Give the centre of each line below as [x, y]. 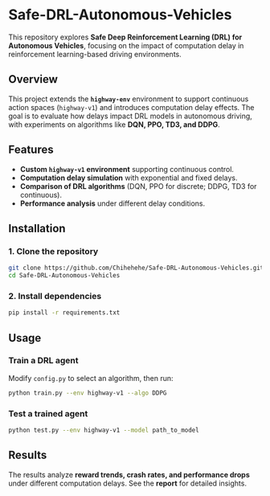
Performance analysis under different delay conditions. [112, 203]
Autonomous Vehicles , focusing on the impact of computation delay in [126, 45]
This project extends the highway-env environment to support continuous [129, 99]
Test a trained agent [48, 413]
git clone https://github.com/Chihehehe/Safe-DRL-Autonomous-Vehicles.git [136, 268]
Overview [33, 79]
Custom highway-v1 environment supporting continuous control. [127, 169]
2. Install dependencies [55, 296]
